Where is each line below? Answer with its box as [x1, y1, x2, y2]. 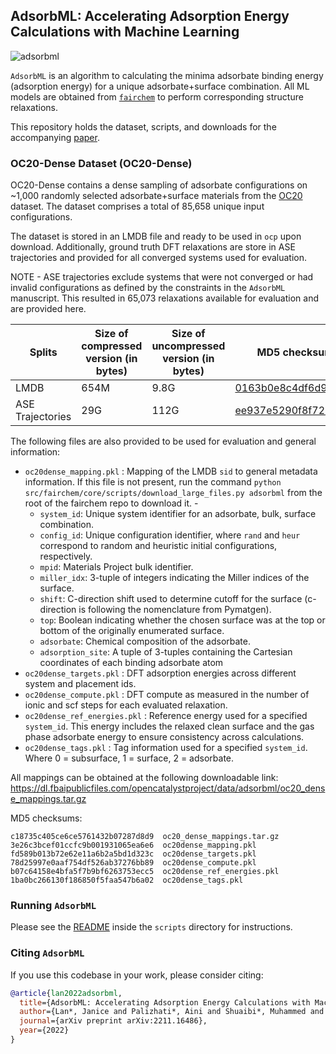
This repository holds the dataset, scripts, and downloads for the [10, 120, 277, 133]
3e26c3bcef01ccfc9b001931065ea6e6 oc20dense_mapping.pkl [10, 840, 257, 851]
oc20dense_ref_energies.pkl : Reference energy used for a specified [24, 710, 308, 722]
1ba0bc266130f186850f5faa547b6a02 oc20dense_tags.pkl [10, 875, 244, 886]
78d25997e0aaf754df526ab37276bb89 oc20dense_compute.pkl [10, 858, 257, 868]
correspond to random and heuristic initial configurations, [39, 540, 278, 552]
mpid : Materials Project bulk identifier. [39, 561, 194, 573]
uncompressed [151, 339, 226, 353]
